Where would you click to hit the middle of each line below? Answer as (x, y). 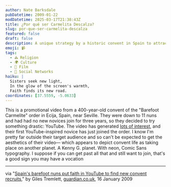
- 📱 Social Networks (32, 72)
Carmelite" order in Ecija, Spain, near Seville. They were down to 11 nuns (81, 115)
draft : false (19, 39)
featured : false (22, 34)
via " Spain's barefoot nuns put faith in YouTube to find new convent (76, 174)
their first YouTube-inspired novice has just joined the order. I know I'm (79, 132)
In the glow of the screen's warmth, (50, 86)
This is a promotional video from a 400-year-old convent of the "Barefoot (82, 110)
